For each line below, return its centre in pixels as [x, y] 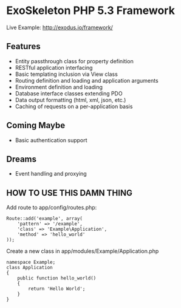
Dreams [22, 159]
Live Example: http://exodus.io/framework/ [60, 27]
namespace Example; [31, 262]
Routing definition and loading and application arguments [87, 80]
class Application [29, 268]
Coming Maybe [36, 125]
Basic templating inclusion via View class [67, 74]
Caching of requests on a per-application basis [74, 106]
